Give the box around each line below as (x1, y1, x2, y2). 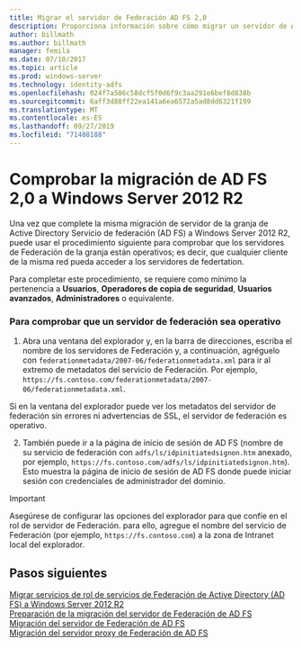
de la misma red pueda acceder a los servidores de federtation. (9, 256, 244, 266)
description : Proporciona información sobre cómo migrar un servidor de (9, 22, 288, 31)
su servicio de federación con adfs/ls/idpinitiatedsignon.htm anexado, (22, 447, 292, 458)
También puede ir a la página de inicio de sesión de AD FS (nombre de (22, 437, 284, 448)
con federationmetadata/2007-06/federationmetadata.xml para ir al (22, 355, 271, 365)
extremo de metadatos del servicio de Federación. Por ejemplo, (22, 364, 258, 375)
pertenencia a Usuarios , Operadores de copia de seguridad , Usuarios (9, 283, 272, 293)
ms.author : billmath (9, 38, 87, 48)
